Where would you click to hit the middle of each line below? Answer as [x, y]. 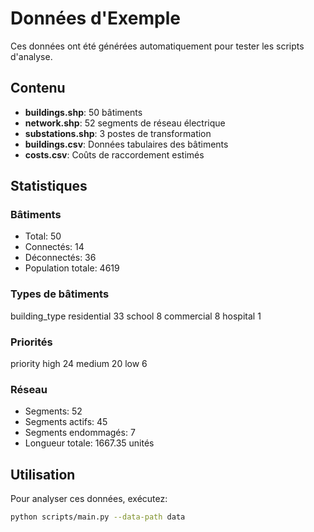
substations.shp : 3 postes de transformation [118, 133]
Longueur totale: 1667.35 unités [89, 443]
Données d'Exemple [95, 18]
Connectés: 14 [54, 247]
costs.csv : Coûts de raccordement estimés [114, 154]
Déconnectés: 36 [60, 258]
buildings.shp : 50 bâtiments [83, 112]
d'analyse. [31, 56]
